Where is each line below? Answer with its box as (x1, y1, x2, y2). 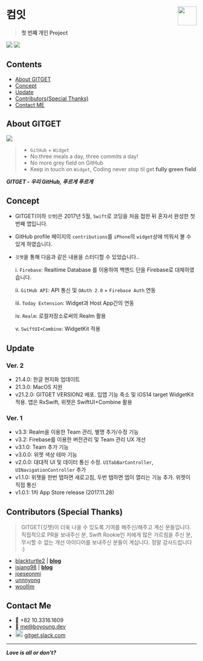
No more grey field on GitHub (30, 159, 104, 166)
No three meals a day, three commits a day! (30, 152, 139, 160)
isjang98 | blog (14, 564, 53, 571)
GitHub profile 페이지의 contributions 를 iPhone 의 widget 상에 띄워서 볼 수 (14, 233, 192, 240)
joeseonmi (14, 570, 41, 578)
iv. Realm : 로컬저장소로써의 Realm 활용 (14, 312, 106, 320)
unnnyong (14, 576, 40, 584)
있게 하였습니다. (14, 241, 53, 248)
